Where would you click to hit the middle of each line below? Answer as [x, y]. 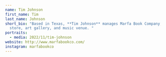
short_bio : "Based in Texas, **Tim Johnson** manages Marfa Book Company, [84, 24]
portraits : [16, 33]
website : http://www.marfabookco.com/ [45, 42]
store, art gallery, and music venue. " [52, 28]
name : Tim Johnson [24, 10]
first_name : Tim [22, 14]
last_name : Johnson [25, 19]
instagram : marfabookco [30, 47]
